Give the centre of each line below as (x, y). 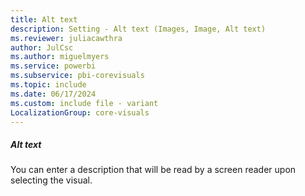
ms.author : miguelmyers (60, 57)
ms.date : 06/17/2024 (53, 94)
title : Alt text (44, 19)
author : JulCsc (42, 47)
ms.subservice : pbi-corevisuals (77, 76)
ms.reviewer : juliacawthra (66, 38)
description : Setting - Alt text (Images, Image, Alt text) (138, 29)
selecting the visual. (51, 180)
